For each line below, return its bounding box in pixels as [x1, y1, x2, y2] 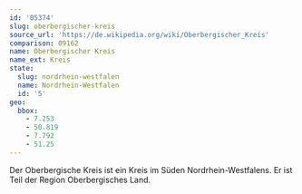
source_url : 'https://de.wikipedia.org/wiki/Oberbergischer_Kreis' [9, 30, 270, 39]
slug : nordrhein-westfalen [17, 73, 120, 82]
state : [9, 64, 34, 73]
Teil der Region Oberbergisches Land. [9, 174, 151, 185]
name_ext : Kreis [9, 55, 71, 64]
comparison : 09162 [9, 38, 79, 48]
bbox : [17, 106, 39, 115]
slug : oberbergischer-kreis [9, 22, 116, 31]
